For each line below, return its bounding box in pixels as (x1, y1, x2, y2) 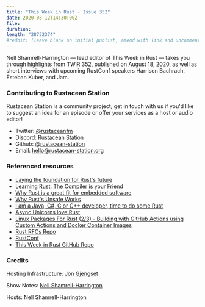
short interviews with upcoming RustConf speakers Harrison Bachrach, (6, 67, 185, 74)
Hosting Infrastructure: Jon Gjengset (6, 270, 99, 277)
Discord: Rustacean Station (15, 134, 84, 141)
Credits (6, 256, 29, 264)
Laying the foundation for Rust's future (15, 176, 113, 183)
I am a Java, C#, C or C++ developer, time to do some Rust (15, 202, 164, 209)
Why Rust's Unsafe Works (15, 195, 81, 203)
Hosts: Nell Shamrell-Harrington (6, 294, 87, 301)
